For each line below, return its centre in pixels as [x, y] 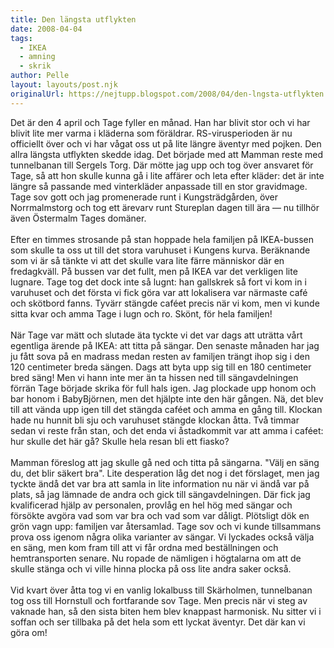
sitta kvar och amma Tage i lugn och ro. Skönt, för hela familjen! [141, 313]
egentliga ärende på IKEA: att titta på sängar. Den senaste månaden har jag [165, 345]
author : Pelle [40, 76]
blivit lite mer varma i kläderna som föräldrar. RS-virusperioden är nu [151, 133]
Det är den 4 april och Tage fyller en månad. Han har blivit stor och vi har [160, 122]
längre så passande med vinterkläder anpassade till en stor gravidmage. [159, 186]
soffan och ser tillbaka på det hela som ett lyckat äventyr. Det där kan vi [158, 622]
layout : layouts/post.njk [64, 85]
